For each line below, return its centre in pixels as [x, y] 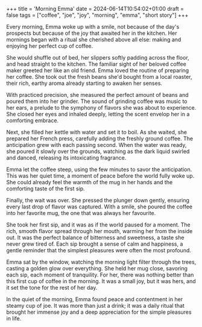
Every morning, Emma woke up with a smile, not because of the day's [93, 27]
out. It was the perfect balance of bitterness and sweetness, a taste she [95, 238]
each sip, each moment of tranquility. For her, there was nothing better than [100, 275]
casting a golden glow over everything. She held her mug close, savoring [97, 268]
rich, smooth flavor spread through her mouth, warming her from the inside [99, 231]
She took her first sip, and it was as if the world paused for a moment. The [99, 225]
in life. [14, 318]
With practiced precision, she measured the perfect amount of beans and [97, 95]
